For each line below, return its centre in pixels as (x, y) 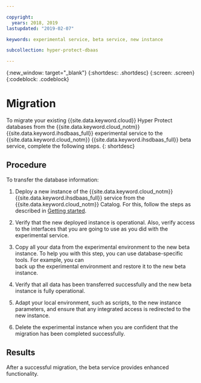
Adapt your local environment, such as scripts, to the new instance (98, 303)
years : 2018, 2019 (35, 23)
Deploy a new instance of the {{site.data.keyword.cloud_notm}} (94, 191)
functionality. (23, 373)
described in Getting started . (51, 211)
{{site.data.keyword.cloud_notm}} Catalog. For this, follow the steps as (103, 204)
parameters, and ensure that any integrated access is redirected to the (103, 309)
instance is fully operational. (50, 290)
